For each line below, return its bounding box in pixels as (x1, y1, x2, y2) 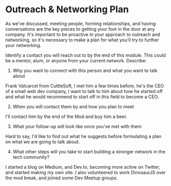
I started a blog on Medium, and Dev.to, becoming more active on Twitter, (5, 164, 160, 170)
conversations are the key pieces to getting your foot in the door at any (5, 26, 155, 32)
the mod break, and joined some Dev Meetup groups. (5, 175, 118, 181)
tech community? (12, 154, 50, 160)
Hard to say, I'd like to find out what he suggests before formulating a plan (5, 133, 162, 139)
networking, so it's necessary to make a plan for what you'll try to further (5, 37, 159, 43)
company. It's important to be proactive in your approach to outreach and (5, 31, 160, 37)
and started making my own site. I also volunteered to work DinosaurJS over (5, 169, 166, 175)
